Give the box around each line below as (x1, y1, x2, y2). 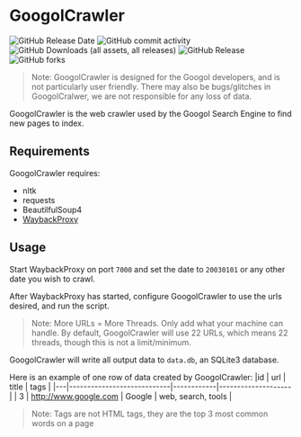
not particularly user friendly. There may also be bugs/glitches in (31, 81, 271, 92)
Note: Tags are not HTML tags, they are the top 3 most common (31, 408, 269, 419)
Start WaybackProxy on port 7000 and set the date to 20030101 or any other (9, 263, 286, 274)
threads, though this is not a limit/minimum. (31, 336, 191, 347)
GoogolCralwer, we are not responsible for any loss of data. (31, 91, 252, 102)
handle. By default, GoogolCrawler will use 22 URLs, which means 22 (31, 327, 288, 338)
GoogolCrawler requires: (9, 167, 101, 178)
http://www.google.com (31, 390, 120, 401)
